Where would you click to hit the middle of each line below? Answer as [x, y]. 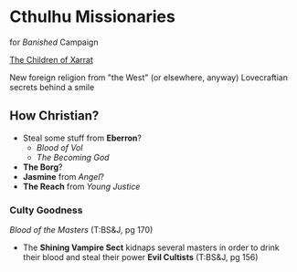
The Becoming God [73, 157]
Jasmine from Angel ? [64, 176]
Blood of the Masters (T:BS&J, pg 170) [81, 230]
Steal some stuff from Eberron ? [82, 138]
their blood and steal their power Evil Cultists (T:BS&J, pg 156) [140, 257]
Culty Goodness [46, 210]
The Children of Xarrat [52, 59]
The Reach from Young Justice [81, 186]
